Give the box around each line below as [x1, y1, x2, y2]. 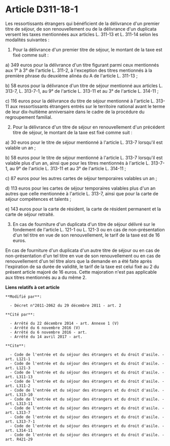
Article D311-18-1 [5, 4, 79, 15]
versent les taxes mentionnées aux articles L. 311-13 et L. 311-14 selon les [5, 31, 158, 37]
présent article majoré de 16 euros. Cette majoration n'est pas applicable [5, 269, 157, 275]
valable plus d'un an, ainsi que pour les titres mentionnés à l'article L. [5, 160, 150, 166]
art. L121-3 [5, 365, 30, 371]
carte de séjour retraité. [5, 211, 55, 217]
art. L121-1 [5, 356, 30, 361]
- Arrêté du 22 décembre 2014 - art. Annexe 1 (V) [10, 321, 119, 326]
